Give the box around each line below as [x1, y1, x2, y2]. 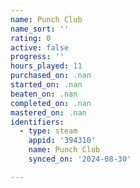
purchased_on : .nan [10, 71, 92, 81]
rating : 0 [10, 33, 52, 43]
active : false [10, 42, 70, 53]
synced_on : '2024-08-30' [28, 154, 132, 164]
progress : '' [10, 52, 65, 62]
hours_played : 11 [10, 61, 83, 71]
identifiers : [10, 117, 65, 127]
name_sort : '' [10, 24, 70, 34]
